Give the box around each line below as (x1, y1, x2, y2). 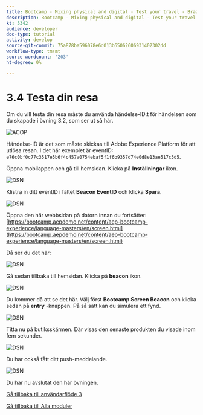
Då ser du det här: (6, 249, 51, 257)
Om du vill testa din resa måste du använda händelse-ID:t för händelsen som (6, 111, 197, 118)
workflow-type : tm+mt (6, 48, 61, 54)
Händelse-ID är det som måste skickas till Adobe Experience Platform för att (6, 140, 196, 148)
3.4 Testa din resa (6, 91, 98, 105)
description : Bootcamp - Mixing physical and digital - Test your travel (6, 14, 196, 21)
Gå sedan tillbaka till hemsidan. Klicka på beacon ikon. (6, 272, 142, 280)
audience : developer (6, 25, 59, 32)
